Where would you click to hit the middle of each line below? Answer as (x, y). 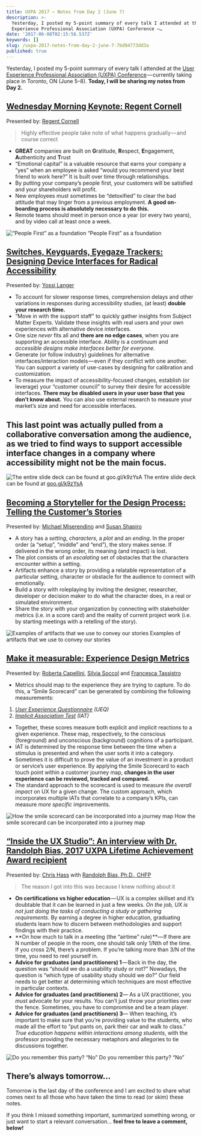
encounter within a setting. (48, 564)
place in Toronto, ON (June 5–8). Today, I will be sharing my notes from (96, 81)
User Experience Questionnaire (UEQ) (62, 709)
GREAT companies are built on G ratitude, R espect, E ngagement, (95, 151)
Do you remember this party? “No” (142, 1057)
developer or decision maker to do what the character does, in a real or (103, 596)
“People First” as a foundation (124, 233)
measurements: (34, 697)
